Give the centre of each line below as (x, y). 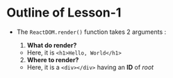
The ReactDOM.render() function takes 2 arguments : (91, 32)
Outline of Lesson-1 (64, 13)
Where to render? (53, 59)
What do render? (52, 45)
